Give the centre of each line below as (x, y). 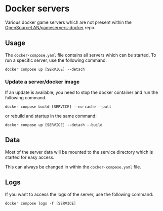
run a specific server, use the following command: (56, 60)
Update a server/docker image (42, 82)
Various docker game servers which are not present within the (68, 22)
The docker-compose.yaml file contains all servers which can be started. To (81, 55)
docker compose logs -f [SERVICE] (41, 203)
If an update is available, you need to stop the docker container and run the (81, 92)
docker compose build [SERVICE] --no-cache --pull (58, 107)
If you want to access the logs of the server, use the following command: (79, 194)
